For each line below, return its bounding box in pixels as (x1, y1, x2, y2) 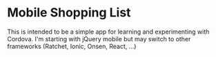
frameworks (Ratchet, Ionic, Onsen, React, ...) (7, 42, 137, 50)
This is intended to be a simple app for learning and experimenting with (7, 27, 210, 36)
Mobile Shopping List (7, 5, 131, 21)
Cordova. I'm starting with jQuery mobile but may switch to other (7, 34, 191, 43)
